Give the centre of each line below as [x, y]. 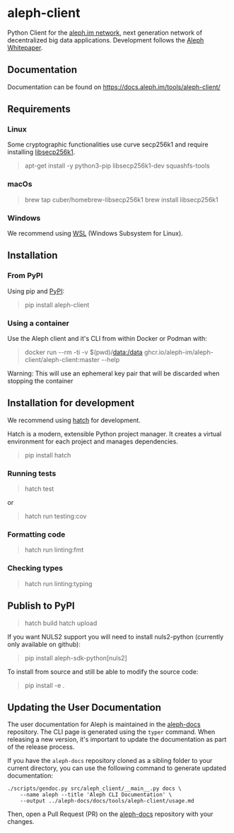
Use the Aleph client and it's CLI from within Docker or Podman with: [107, 339]
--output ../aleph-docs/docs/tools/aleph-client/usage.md [107, 801]
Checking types [35, 569]
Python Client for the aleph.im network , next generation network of [105, 33]
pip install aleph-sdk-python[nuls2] [76, 658]
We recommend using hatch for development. [74, 420]
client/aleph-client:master [62, 360]
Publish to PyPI [41, 606]
